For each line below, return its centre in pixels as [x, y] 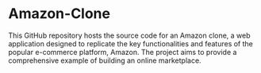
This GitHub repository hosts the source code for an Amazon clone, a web [130, 35]
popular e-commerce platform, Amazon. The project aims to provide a [123, 52]
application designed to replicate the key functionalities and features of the [131, 43]
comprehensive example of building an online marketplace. [105, 60]
